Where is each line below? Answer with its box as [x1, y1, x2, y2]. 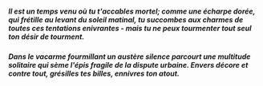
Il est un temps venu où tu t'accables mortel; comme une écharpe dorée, [8, 6, 256, 16]
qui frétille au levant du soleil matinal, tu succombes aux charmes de [8, 14, 244, 24]
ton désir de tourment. [8, 32, 85, 41]
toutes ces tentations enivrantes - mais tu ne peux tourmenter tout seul [8, 23, 252, 33]
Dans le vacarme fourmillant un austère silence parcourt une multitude [8, 52, 251, 61]
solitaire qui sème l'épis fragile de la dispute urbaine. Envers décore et [8, 60, 249, 69]
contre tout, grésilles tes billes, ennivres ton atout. [8, 68, 180, 78]
